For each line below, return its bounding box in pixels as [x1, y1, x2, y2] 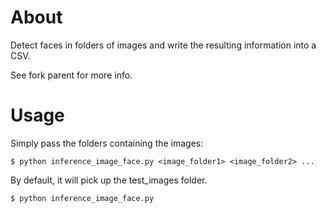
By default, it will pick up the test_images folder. [10, 174, 208, 186]
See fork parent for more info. [10, 69, 133, 81]
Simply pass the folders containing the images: [10, 137, 204, 149]
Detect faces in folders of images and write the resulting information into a [10, 39, 317, 51]
